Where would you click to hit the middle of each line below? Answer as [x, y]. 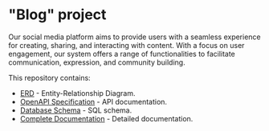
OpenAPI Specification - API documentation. [93, 101]
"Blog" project [57, 15]
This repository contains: [49, 77]
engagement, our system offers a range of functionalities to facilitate [122, 54]
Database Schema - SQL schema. [76, 110]
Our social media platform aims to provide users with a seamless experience [134, 37]
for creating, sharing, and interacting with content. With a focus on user [126, 45]
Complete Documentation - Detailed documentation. [106, 118]
